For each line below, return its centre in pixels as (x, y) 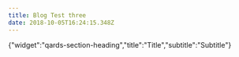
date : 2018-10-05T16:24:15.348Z (61, 23)
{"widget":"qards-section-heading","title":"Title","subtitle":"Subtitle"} (120, 45)
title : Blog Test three (47, 15)
